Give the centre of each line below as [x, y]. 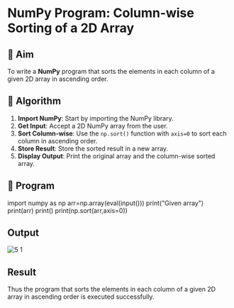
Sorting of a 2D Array [71, 28]
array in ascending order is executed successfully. [81, 297]
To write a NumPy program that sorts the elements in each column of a [111, 71]
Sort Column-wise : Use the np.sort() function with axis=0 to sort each [122, 133]
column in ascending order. [57, 141]
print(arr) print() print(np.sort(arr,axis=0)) [67, 210]
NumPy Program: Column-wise [101, 13]
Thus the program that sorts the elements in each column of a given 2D [112, 290]
